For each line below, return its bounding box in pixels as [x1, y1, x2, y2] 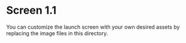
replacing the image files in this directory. [6, 29, 108, 36]
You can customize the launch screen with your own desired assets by [6, 23, 180, 30]
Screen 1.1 [6, 4, 57, 17]
